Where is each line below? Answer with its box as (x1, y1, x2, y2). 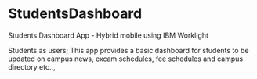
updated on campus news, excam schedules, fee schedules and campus (8, 54, 244, 63)
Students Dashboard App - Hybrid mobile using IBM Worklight (8, 31, 209, 40)
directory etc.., (8, 62, 56, 71)
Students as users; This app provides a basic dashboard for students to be (8, 45, 249, 55)
